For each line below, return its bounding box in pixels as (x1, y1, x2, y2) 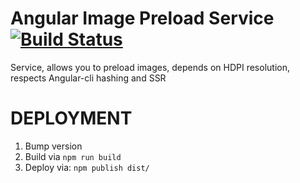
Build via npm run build (24, 150, 122, 162)
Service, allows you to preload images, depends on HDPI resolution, (10, 61, 290, 73)
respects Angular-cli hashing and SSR (10, 72, 167, 84)
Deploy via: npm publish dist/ (24, 161, 150, 173)
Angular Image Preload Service (10, 7, 275, 30)
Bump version (24, 140, 83, 152)
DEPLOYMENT (10, 107, 133, 130)
